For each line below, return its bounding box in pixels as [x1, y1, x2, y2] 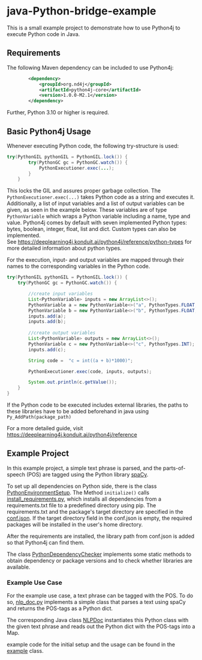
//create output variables [28, 330, 96, 336]
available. [7, 563, 31, 570]
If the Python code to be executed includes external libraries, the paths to [7, 401, 188, 409]
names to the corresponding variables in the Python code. [7, 263, 150, 270]
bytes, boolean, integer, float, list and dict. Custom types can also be [7, 226, 176, 233]
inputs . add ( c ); [28, 347, 67, 353]
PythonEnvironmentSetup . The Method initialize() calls [7, 489, 149, 496]
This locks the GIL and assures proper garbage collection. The [7, 187, 161, 194]
